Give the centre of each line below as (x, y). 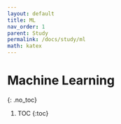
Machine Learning (61, 80)
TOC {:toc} (33, 113)
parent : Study (28, 33)
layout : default (31, 14)
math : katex (24, 46)
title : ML (22, 20)
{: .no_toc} (22, 100)
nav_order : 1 (26, 26)
